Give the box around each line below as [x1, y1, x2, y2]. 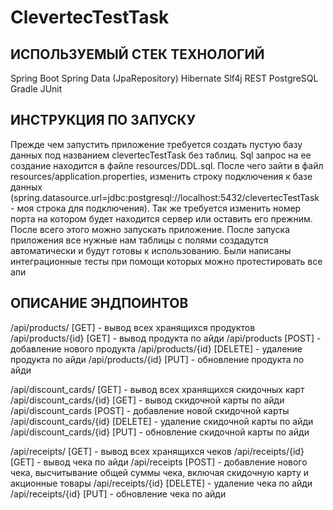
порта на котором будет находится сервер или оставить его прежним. [10, 212, 313, 225]
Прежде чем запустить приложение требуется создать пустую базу [10, 138, 303, 150]
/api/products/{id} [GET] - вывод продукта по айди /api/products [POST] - [10, 332, 322, 344]
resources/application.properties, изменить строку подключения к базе [10, 170, 313, 182]
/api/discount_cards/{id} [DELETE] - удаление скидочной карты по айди [10, 415, 314, 427]
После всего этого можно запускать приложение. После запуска [10, 223, 291, 235]
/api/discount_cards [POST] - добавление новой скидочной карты [10, 404, 290, 416]
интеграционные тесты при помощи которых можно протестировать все [10, 255, 323, 267]
